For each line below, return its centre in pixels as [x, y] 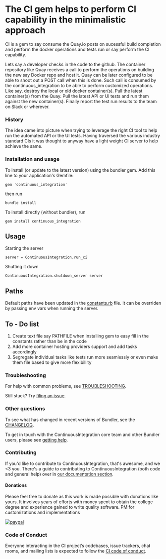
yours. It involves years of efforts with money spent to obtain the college [79, 502]
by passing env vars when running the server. [52, 308]
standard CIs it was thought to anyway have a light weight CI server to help [82, 141]
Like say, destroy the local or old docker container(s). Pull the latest [74, 91]
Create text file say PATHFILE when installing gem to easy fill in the [81, 336]
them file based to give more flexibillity [52, 362]
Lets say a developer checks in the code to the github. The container [75, 64]
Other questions [25, 409]
